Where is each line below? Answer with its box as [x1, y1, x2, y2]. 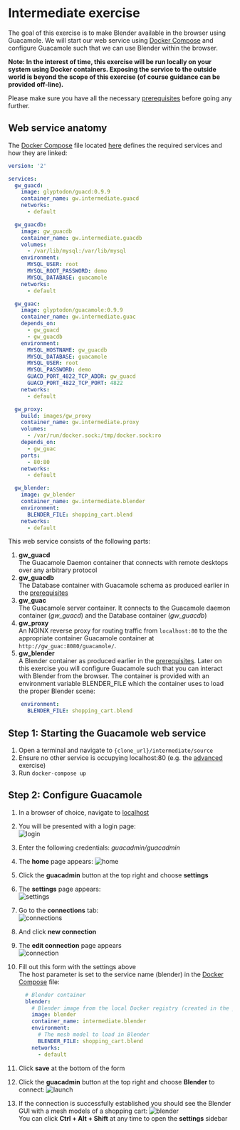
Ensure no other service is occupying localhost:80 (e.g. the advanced [18, 753, 223, 762]
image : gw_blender [21, 491, 75, 499]
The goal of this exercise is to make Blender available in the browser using [8, 28, 226, 37]
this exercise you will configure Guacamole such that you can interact [18, 664, 223, 673]
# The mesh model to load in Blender [37, 1031, 150, 1038]
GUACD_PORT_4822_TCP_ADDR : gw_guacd [26, 373, 136, 380]
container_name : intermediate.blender [31, 1018, 147, 1025]
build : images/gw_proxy [21, 412, 92, 419]
